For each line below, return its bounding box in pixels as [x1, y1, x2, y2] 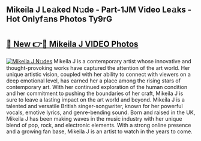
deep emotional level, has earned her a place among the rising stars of [6, 77, 181, 84]
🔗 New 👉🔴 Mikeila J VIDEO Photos [6, 39, 139, 49]
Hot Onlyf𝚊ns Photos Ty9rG [6, 14, 113, 24]
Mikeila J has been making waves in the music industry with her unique [6, 115, 182, 122]
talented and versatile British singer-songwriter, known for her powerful [6, 103, 183, 109]
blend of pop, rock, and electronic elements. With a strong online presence [6, 122, 191, 128]
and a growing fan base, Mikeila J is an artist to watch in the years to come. [6, 128, 193, 135]
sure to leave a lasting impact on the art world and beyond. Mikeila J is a [6, 96, 185, 103]
